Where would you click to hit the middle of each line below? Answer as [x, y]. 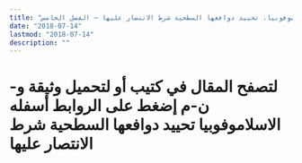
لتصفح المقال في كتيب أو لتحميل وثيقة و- [144, 87]
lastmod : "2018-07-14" [52, 34]
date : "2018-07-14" [46, 26]
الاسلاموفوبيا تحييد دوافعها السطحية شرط [145, 125]
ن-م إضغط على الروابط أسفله [109, 106]
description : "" [40, 43]
